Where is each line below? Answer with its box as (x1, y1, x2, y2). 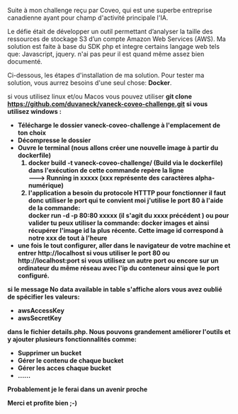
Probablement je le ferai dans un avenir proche (7, 385, 148, 393)
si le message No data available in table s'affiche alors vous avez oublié (7, 285, 222, 293)
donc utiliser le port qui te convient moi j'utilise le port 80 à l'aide (28, 196, 224, 205)
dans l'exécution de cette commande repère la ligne (28, 166, 184, 174)
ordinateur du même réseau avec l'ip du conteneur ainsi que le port (17, 264, 220, 272)
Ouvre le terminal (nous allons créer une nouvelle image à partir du (17, 144, 219, 151)
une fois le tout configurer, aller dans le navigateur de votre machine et (17, 241, 231, 250)
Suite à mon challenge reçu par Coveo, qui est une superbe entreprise (7, 6, 212, 14)
